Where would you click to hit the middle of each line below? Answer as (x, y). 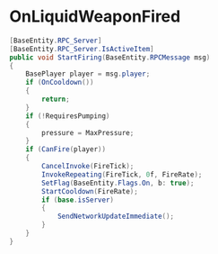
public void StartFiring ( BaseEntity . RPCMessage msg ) (110, 57)
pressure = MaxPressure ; (88, 132)
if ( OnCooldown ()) (60, 83)
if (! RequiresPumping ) (68, 116)
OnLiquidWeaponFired (95, 17)
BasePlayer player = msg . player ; (88, 74)
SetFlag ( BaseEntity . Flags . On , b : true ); (118, 183)
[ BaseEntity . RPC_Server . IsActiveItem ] (82, 49)
